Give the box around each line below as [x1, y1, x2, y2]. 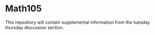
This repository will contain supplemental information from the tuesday [5, 19, 150, 25]
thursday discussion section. [5, 24, 64, 30]
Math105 [5, 3, 42, 14]
